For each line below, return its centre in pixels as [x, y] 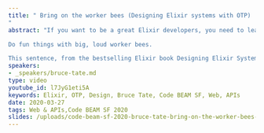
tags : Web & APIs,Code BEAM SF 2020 [68, 110]
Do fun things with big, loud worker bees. [81, 44]
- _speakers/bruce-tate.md [52, 73]
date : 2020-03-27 [37, 102]
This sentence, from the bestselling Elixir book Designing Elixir [121, 59]
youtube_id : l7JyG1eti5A [49, 87]
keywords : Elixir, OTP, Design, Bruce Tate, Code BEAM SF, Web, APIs [125, 95]
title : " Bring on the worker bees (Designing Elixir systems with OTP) [130, 15]
